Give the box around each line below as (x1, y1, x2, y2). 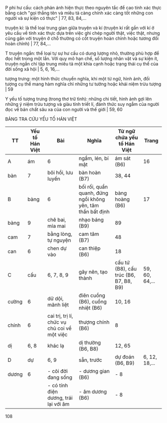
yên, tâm (79, 202, 99, 209)
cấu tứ (115, 259, 130, 266)
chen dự (47, 245, 67, 252)
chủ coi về (47, 325, 72, 332)
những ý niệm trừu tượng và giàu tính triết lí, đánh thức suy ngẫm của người (5, 101, 160, 107)
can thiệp (79, 245, 101, 252)
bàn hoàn (79, 169, 101, 176)
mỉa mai (47, 222, 66, 229)
